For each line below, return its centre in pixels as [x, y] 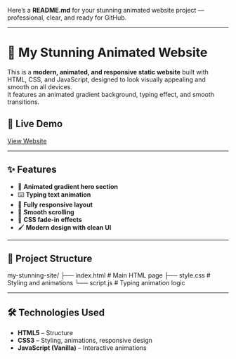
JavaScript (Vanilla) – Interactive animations [82, 348]
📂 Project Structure [50, 258]
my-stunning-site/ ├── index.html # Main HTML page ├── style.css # [109, 275]
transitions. [24, 102]
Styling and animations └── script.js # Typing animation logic [96, 283]
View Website [27, 141]
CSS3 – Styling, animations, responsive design [85, 341]
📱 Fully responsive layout [55, 204]
